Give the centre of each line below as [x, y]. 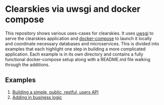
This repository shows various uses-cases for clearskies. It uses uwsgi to [79, 33]
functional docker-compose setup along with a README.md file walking [78, 59]
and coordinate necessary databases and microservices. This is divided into [82, 43]
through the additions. [27, 65]
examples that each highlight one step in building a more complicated [75, 49]
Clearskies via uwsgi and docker [73, 9]
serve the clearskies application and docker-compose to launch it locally [79, 38]
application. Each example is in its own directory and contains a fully [74, 54]
